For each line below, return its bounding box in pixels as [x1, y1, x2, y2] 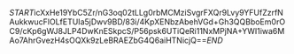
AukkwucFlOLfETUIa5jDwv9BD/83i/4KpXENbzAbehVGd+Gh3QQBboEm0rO [9, 17, 286, 27]
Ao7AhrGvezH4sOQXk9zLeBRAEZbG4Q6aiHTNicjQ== [9, 35, 207, 45]
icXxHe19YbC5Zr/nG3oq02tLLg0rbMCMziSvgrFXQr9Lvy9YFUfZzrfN [34, 8, 283, 17]
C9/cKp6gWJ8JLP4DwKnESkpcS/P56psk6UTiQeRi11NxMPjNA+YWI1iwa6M [9, 26, 285, 36]
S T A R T [9, 8, 35, 17]
